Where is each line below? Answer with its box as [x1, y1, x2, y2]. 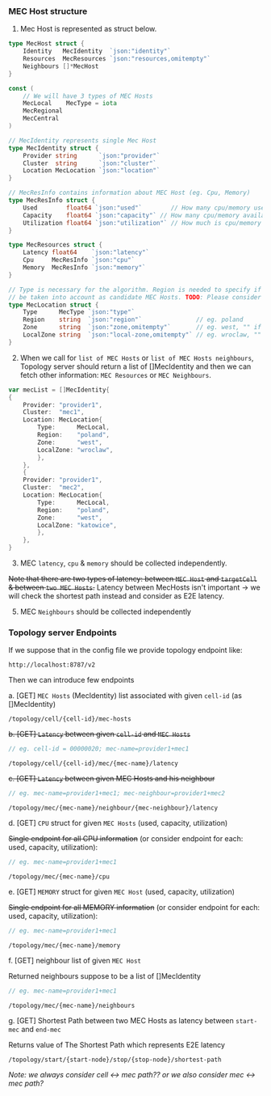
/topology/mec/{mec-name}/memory [8, 941, 121, 950]
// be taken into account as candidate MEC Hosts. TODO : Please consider [8, 293, 262, 301]
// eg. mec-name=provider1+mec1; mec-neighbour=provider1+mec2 [8, 789, 226, 798]
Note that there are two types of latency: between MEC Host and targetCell [8, 574, 257, 584]
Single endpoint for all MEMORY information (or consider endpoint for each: [8, 902, 261, 912]
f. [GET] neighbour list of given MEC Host [8, 955, 141, 965]
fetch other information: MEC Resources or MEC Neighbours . [19, 370, 211, 379]
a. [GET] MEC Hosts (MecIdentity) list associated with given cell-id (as [8, 691, 242, 700]
